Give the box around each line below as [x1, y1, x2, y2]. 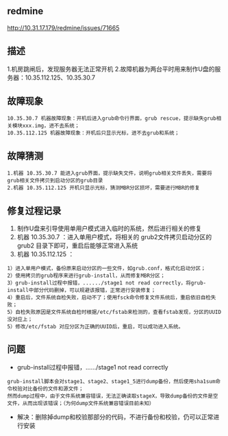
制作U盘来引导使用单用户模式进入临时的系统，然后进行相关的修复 [16, 224, 202, 232]
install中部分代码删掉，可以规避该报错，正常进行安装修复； [7, 287, 156, 294]
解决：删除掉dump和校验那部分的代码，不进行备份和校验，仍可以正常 [16, 413, 214, 421]
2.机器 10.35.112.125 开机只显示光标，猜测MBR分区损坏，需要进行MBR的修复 [7, 184, 201, 191]
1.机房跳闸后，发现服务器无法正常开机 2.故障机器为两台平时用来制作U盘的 [7, 64, 215, 73]
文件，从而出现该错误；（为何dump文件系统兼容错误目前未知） [7, 400, 155, 407]
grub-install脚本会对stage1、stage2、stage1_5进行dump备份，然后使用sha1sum [7, 378, 216, 385]
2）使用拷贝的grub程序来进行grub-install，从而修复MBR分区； [7, 272, 166, 280]
